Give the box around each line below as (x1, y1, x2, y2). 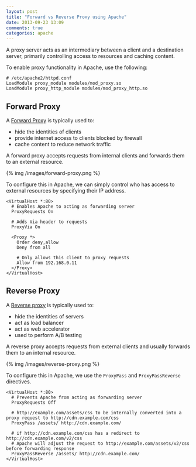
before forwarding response (6, 445, 75, 451)
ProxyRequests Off (11, 399, 57, 406)
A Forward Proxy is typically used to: (6, 116, 95, 123)
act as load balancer (14, 319, 64, 326)
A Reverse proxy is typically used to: (6, 301, 94, 308)
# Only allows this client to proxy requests (16, 255, 130, 260)
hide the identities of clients (14, 128, 82, 135)
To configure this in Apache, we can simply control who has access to (6, 181, 175, 188)
